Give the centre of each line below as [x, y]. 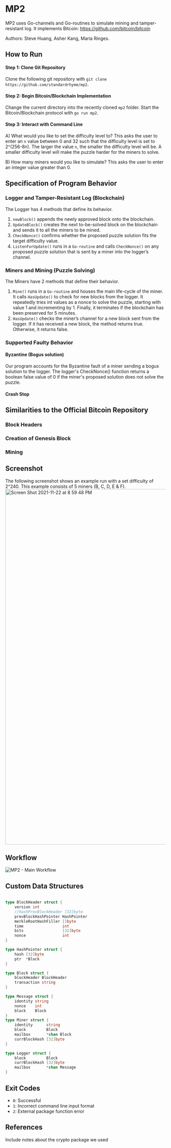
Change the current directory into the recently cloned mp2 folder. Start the [82, 107]
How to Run [24, 54]
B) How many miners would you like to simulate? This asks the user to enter [84, 162]
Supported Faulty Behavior [39, 342]
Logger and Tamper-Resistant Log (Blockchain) [65, 198]
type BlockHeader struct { [34, 902]
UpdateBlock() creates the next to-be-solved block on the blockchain [85, 224]
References [24, 1127]
